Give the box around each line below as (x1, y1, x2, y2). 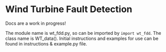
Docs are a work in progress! (5, 20, 66, 26)
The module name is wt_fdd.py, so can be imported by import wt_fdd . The (5, 30, 161, 36)
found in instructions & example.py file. (5, 40, 87, 46)
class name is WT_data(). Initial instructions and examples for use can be (5, 35, 159, 41)
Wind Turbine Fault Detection (5, 4, 133, 15)
